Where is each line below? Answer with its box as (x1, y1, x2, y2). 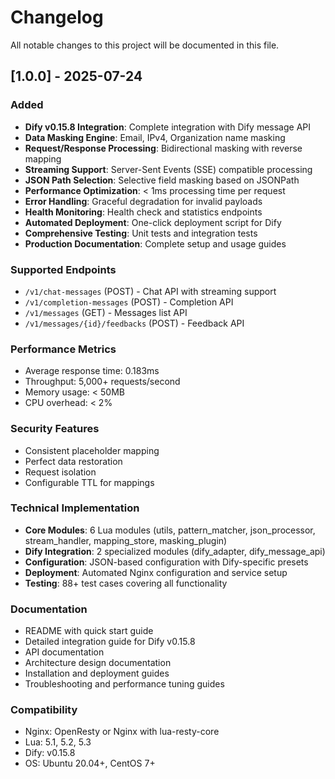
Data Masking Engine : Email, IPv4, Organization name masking (24, 131, 286, 143)
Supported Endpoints (10, 262, 117, 276)
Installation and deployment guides (24, 667, 170, 680)
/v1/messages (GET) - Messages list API (24, 306, 188, 318)
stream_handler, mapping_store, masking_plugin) (24, 534, 228, 546)
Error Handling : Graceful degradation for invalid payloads (24, 195, 263, 207)
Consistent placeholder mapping (24, 444, 160, 456)
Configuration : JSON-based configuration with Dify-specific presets (24, 556, 309, 568)
